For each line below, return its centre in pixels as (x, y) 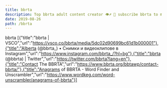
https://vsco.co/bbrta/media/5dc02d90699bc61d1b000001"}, (96, 43)
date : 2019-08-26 (23, 19)
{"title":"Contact (22, 64)
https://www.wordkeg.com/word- (81, 75)
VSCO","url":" (19, 43)
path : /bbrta (19, 24)
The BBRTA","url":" (58, 64)
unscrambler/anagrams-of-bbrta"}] (41, 80)
